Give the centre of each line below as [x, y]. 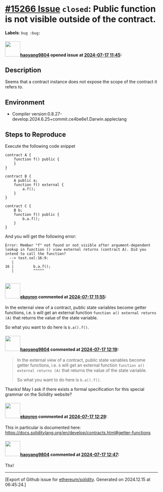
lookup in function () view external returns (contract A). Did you [76, 249]
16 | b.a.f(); [28, 266]
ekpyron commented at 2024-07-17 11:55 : [63, 297]
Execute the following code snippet [40, 146]
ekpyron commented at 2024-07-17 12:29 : [64, 416]
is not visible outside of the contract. [81, 19]
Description [23, 70]
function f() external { [39, 185]
